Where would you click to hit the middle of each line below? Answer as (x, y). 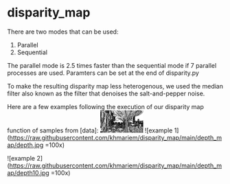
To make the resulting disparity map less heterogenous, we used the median (115, 86)
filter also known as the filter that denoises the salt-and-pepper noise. (106, 93)
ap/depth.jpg (25, 145)
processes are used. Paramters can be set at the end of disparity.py (103, 73)
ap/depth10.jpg (28, 173)
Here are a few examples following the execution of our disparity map (105, 106)
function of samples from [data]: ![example (90, 130)
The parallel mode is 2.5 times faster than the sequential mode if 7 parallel (112, 65)
